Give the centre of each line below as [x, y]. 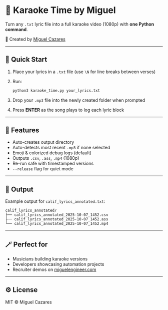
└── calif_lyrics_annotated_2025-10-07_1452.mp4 [57, 224]
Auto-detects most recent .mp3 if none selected [61, 148]
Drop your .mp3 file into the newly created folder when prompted [79, 100]
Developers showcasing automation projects [58, 264]
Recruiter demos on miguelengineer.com [54, 269]
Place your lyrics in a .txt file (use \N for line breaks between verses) [84, 72]
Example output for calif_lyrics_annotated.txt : [55, 201]
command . [17, 29]
